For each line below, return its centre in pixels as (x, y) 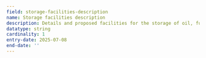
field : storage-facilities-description (57, 12)
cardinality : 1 (26, 34)
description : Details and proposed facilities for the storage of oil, (100, 23)
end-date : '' (23, 46)
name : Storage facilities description (56, 18)
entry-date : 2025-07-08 (37, 40)
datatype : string (29, 29)
